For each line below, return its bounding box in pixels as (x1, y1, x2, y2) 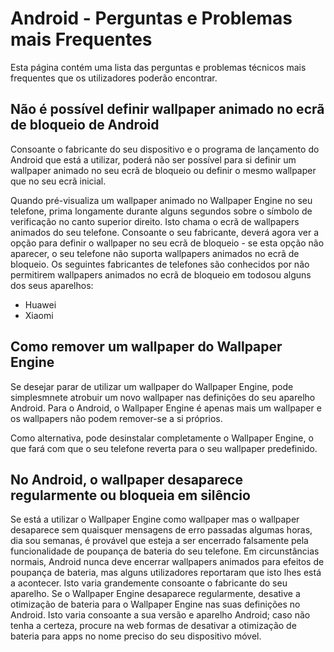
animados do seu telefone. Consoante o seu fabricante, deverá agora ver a (10, 226, 319, 238)
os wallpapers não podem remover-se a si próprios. (10, 412, 223, 424)
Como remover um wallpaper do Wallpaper (10, 338, 283, 356)
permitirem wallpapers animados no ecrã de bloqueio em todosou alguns (10, 268, 312, 281)
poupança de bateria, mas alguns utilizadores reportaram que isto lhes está (10, 567, 322, 579)
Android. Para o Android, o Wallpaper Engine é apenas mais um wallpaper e (10, 402, 322, 414)
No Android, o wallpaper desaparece (10, 471, 243, 488)
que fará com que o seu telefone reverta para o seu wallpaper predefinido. (10, 442, 318, 454)
